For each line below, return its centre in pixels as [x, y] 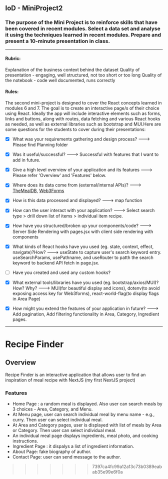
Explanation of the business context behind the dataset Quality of [72, 69]
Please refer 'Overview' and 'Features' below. [59, 175]
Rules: [12, 91]
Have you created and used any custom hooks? [61, 272]
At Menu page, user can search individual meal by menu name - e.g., [83, 414]
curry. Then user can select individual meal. [57, 420]
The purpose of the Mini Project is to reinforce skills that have [81, 22]
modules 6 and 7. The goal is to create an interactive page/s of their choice [82, 108]
